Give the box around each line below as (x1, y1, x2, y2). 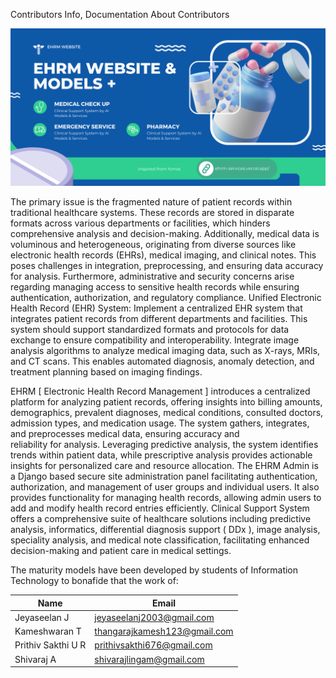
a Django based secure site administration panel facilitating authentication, (10, 470, 318, 482)
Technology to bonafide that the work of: (10, 575, 179, 586)
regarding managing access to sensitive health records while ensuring (10, 281, 300, 293)
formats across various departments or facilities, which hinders (10, 217, 271, 229)
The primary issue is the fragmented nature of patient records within (10, 196, 293, 208)
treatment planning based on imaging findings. (10, 366, 203, 378)
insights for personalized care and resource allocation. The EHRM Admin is (10, 460, 319, 471)
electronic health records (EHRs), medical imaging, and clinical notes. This (10, 249, 317, 261)
